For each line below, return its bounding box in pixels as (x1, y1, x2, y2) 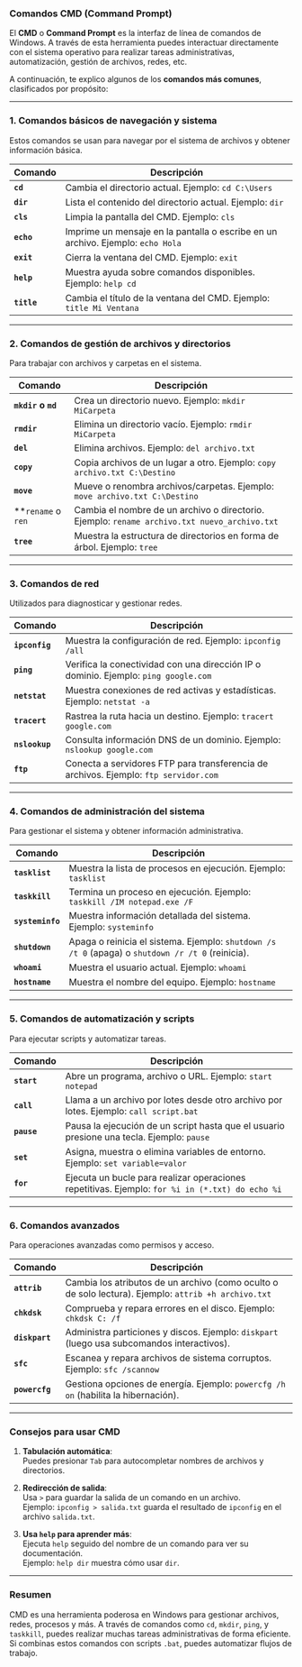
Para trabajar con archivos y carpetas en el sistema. (9, 357, 202, 368)
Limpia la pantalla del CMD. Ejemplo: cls (65, 210, 235, 223)
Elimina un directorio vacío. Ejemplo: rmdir (74, 417, 253, 430)
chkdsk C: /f (65, 1314, 121, 1324)
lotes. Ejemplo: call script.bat (65, 1104, 199, 1117)
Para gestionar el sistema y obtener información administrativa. (9, 826, 244, 837)
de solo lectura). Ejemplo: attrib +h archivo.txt (65, 1287, 272, 1300)
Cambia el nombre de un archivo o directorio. (74, 503, 265, 516)
